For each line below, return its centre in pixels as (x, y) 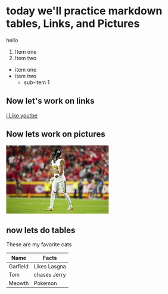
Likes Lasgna (50, 267)
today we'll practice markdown (84, 11)
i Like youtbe (22, 115)
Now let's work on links (50, 101)
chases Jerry (50, 275)
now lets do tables (41, 230)
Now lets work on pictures (56, 134)
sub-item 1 (37, 82)
